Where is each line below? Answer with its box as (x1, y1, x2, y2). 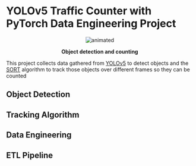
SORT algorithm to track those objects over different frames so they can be (6, 65, 190, 73)
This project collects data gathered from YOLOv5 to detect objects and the (6, 59, 189, 67)
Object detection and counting (61, 48, 138, 55)
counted (6, 72, 27, 79)
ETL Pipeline (6, 150, 53, 160)
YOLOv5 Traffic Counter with (6, 4, 152, 18)
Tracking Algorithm (6, 109, 80, 120)
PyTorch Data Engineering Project (6, 17, 176, 30)
